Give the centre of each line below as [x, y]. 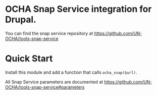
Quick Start [29, 59]
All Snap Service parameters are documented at [54, 82]
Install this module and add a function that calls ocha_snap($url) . [71, 72]
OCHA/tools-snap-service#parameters [45, 87]
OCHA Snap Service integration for [78, 9]
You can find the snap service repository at [49, 33]
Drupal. [21, 20]
